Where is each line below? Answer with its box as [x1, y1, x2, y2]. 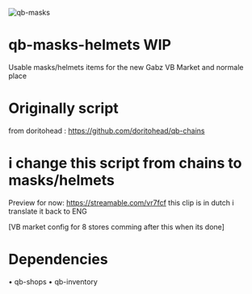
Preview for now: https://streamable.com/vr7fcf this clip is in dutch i [8, 197, 234, 207]
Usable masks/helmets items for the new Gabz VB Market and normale [8, 62, 244, 72]
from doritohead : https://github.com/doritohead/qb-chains [8, 126, 205, 135]
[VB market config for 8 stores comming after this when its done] [8, 222, 225, 231]
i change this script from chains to [8, 154, 242, 172]
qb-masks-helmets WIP [8, 36, 172, 54]
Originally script [8, 99, 119, 118]
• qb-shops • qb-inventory [8, 276, 99, 286]
